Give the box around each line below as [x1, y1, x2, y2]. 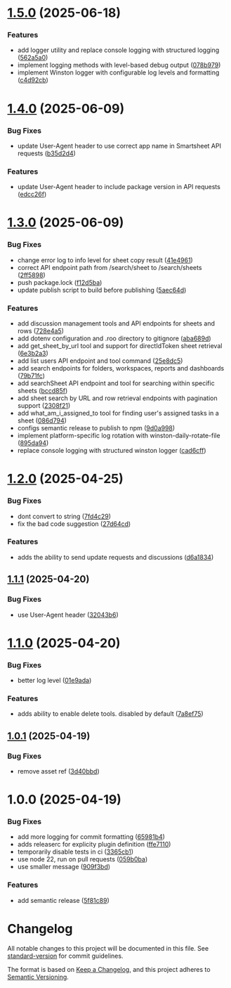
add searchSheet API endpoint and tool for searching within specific [17, 379, 216, 387]
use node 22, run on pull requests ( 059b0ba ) [17, 855, 148, 864]
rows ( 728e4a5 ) [17, 327, 65, 335]
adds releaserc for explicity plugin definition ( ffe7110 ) [17, 840, 171, 849]
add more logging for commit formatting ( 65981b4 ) [17, 833, 165, 841]
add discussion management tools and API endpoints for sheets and [17, 319, 216, 328]
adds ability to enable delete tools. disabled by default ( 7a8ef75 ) [17, 710, 204, 718]
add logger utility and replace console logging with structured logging [17, 46, 220, 54]
